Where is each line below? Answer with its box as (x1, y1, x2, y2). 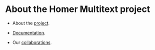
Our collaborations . (12, 39, 52, 45)
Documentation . (12, 29, 46, 35)
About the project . (12, 20, 50, 26)
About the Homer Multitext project (5, 3, 151, 15)
